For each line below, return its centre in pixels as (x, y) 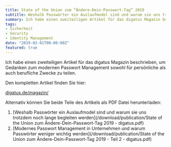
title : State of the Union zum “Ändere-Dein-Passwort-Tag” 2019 (75, 10)
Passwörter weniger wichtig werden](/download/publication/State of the (88, 134)
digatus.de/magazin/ (27, 92)
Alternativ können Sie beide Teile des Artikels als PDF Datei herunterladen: (83, 102)
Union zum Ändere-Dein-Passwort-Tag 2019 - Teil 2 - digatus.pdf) (82, 139)
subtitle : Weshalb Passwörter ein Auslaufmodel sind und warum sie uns (83, 15)
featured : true (21, 48)
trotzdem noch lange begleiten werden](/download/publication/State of (88, 118)
